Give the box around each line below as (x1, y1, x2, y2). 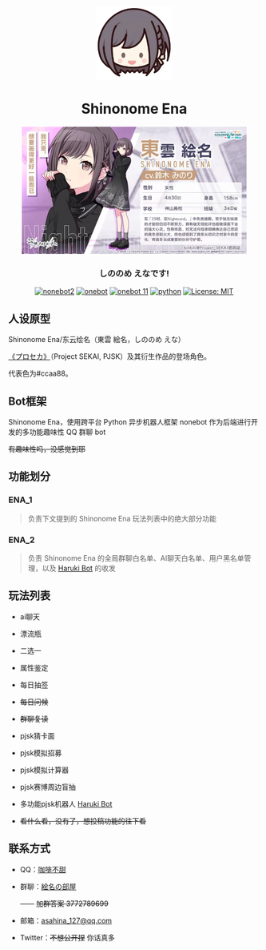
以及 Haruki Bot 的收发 (42, 563, 116, 573)
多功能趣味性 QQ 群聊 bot (22, 427, 106, 437)
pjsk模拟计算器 (19, 765, 69, 775)
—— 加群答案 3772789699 (19, 899, 109, 908)
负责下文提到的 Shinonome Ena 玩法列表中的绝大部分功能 (27, 513, 217, 523)
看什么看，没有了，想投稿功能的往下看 (19, 815, 146, 826)
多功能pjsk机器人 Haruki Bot (19, 799, 113, 808)
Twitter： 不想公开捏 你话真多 (19, 932, 116, 942)
